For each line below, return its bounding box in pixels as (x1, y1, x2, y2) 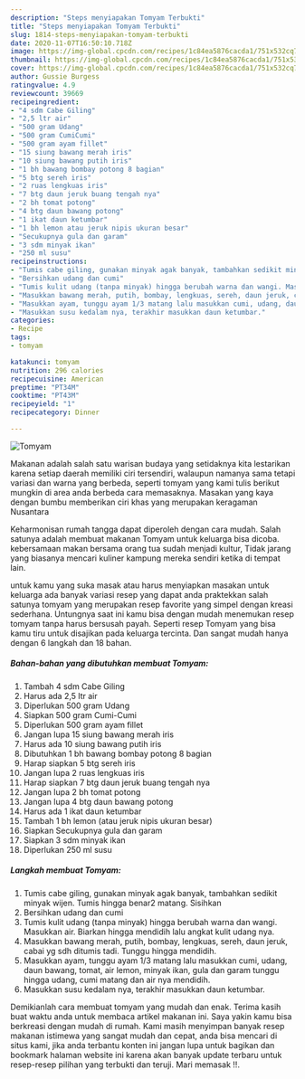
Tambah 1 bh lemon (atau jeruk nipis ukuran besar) (23, 815, 213, 826)
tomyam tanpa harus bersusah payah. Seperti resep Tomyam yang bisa (10, 618, 276, 629)
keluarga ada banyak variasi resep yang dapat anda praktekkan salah (10, 589, 269, 600)
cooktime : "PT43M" (10, 391, 80, 401)
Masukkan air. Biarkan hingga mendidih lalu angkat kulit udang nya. (23, 926, 275, 937)
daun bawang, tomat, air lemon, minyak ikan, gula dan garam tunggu (23, 964, 280, 975)
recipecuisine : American (10, 374, 104, 383)
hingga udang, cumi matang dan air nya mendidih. (23, 974, 211, 985)
